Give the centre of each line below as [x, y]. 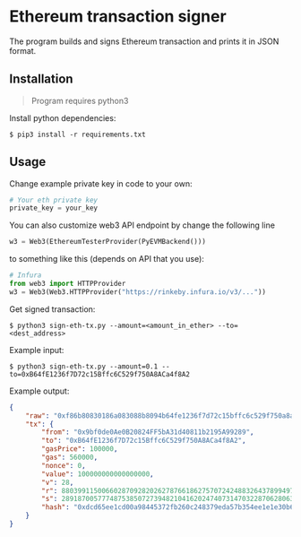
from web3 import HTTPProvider [68, 284]
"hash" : [56, 507]
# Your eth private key [54, 200]
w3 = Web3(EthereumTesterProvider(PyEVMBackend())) [107, 242]
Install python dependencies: [63, 117]
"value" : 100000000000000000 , [98, 474]
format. [23, 50]
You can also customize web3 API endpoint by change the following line [142, 225]
